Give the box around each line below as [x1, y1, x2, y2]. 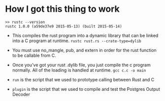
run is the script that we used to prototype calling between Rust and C [12, 76, 155, 82]
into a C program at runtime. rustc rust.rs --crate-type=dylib [12, 38, 141, 44]
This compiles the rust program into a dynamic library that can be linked [12, 32, 159, 38]
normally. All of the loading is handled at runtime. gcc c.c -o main [12, 67, 146, 73]
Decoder [12, 91, 31, 97]
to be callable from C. [12, 52, 57, 58]
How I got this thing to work [5, 3, 120, 15]
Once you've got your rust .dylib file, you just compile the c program [12, 62, 151, 68]
